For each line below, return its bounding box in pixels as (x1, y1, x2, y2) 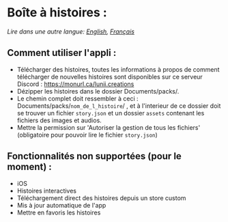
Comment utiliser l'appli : (7, 47, 117, 59)
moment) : (7, 161, 53, 173)
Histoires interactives (16, 186, 77, 195)
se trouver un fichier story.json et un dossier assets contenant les (16, 109, 205, 117)
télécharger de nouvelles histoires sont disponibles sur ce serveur (16, 72, 203, 81)
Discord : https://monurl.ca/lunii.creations (16, 80, 134, 88)
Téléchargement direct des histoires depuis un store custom (16, 193, 186, 202)
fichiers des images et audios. (16, 116, 102, 124)
